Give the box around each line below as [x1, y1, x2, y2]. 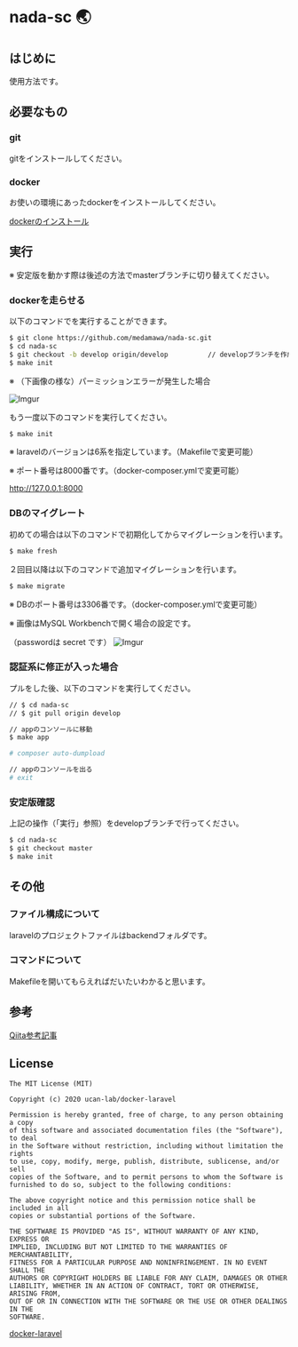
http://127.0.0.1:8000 [9, 483, 83, 494]
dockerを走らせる [9, 294, 86, 307]
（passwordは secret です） [9, 636, 112, 647]
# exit [9, 774, 34, 783]
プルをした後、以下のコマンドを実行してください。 [9, 682, 196, 693]
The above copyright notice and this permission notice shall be [9, 1196, 255, 1205]
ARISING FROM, [9, 1289, 62, 1298]
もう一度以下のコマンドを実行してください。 [9, 411, 172, 422]
